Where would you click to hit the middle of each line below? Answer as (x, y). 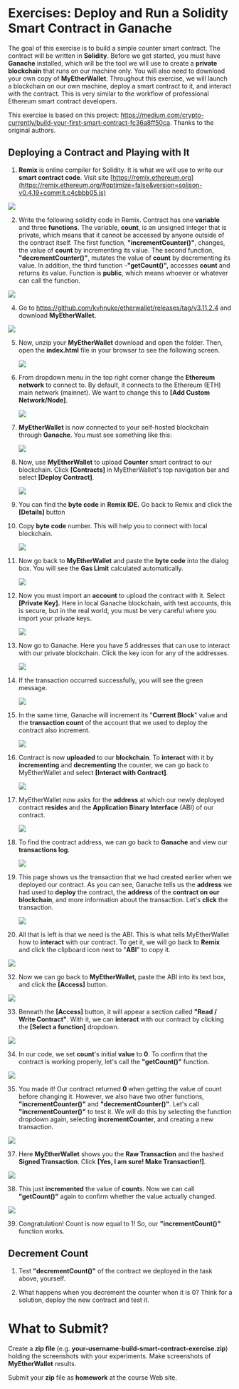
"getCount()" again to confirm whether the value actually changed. (117, 1196)
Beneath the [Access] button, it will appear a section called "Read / (118, 1011)
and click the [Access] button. (63, 984)
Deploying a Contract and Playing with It (99, 152)
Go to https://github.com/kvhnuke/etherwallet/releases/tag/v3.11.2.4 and (125, 308)
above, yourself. (42, 1278)
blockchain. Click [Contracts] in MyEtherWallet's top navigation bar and (124, 470)
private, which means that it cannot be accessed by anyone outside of (121, 235)
